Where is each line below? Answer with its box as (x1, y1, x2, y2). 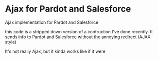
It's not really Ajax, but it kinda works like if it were (5, 48, 105, 54)
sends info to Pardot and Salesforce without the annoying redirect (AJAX (5, 34, 151, 40)
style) (5, 39, 17, 44)
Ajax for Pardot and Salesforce (5, 3, 131, 15)
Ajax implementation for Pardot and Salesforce (5, 19, 99, 25)
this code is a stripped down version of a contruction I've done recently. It (5, 29, 153, 34)
